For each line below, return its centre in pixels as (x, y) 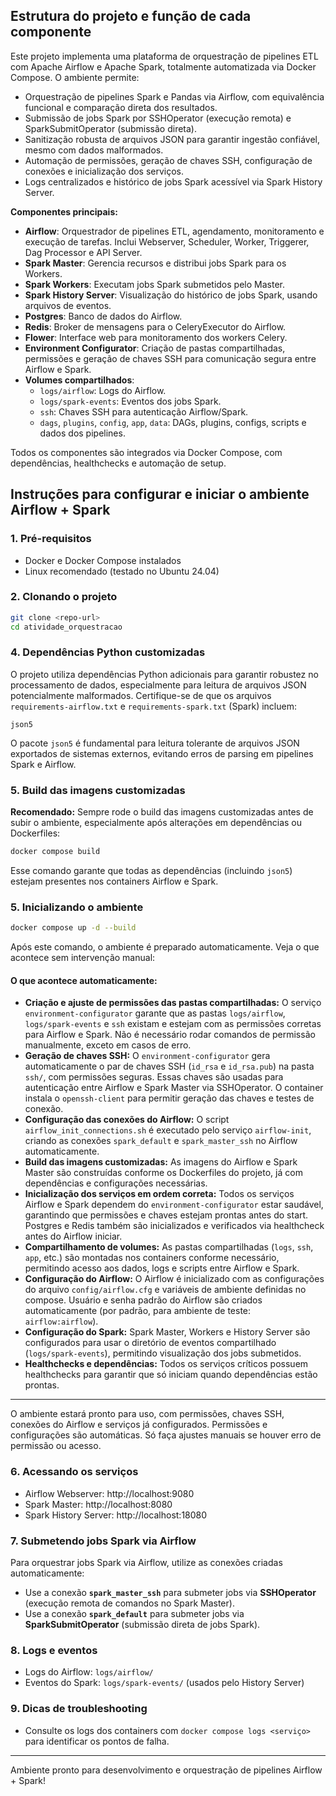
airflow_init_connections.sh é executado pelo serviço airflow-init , (168, 1130)
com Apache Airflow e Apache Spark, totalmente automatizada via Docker (163, 66)
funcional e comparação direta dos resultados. (121, 107)
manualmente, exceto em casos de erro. (108, 1045)
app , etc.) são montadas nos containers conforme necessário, (152, 1258)
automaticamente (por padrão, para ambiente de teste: (138, 1311)
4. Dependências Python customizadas (108, 652)
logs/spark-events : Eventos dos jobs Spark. (130, 401)
